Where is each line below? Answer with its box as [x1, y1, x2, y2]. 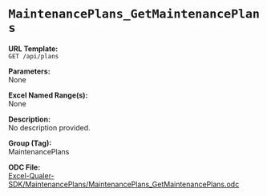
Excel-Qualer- [8, 170, 55, 180]
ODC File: [8, 162, 41, 172]
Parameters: [8, 66, 51, 76]
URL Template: [8, 43, 59, 54]
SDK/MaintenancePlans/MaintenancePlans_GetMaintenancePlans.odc [8, 179, 240, 189]
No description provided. [8, 122, 91, 132]
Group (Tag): [8, 138, 52, 148]
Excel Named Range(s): [8, 90, 88, 100]
